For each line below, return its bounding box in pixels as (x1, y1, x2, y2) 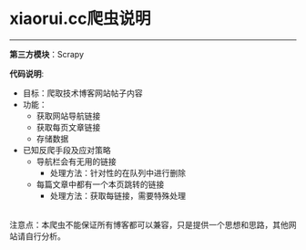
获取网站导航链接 (36, 110, 101, 121)
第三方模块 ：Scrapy (9, 48, 85, 59)
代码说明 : (9, 68, 45, 78)
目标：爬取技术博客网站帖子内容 (22, 88, 143, 99)
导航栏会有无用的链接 (36, 156, 117, 167)
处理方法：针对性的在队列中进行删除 (49, 167, 187, 178)
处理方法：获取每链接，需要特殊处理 (49, 190, 187, 201)
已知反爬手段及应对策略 (22, 144, 111, 155)
